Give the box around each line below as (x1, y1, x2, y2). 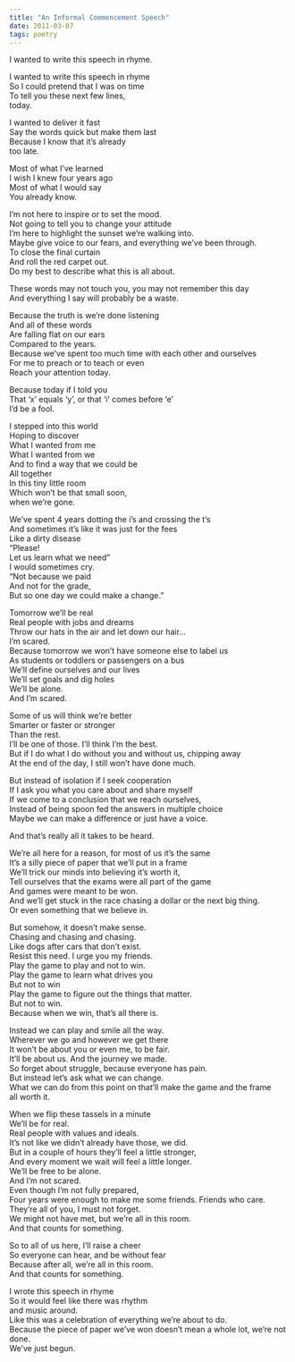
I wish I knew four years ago (9, 173, 114, 183)
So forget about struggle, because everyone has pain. (9, 1063, 208, 1074)
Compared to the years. (9, 339, 97, 350)
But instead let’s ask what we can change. (9, 1072, 164, 1083)
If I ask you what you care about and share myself (9, 784, 194, 796)
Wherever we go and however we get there (9, 1035, 169, 1045)
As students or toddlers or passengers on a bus (9, 655, 185, 666)
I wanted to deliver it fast (9, 117, 101, 128)
